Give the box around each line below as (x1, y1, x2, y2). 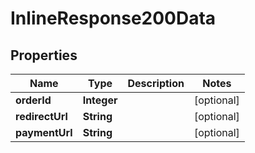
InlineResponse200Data (10, 7, 217, 30)
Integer (82, 93, 118, 107)
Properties (10, 47, 78, 64)
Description (127, 77, 185, 90)
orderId (15, 93, 52, 107)
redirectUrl (15, 110, 68, 123)
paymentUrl (15, 126, 73, 139)
